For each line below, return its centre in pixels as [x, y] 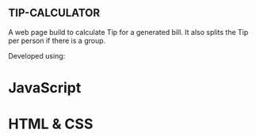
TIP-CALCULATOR [54, 13]
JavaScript [45, 88]
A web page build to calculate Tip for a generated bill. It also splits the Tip [128, 32]
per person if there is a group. [57, 40]
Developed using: [37, 55]
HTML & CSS [51, 124]
